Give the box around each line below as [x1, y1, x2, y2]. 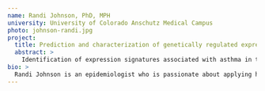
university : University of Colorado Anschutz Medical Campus [7, 19, 214, 27]
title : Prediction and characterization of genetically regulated [14, 41, 238, 49]
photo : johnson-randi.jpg [7, 26, 93, 34]
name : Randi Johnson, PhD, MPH [7, 11, 111, 20]
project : [7, 33, 36, 42]
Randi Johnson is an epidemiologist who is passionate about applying [14, 70, 252, 78]
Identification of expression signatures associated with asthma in [21, 56, 252, 64]
